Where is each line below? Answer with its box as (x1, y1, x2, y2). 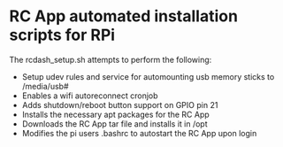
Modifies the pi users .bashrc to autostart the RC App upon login (21, 128, 257, 138)
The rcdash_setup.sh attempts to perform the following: (9, 54, 212, 65)
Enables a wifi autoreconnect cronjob (21, 90, 158, 101)
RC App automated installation (9, 6, 239, 27)
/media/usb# (21, 81, 69, 91)
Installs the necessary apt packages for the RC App (21, 109, 210, 120)
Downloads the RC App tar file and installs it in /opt (21, 118, 208, 129)
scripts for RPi (9, 25, 116, 45)
